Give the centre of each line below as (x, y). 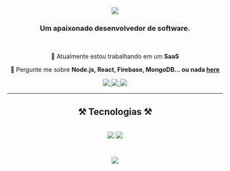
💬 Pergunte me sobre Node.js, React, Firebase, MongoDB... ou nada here (115, 70)
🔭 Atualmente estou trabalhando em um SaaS (115, 56)
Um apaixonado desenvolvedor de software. (115, 29)
